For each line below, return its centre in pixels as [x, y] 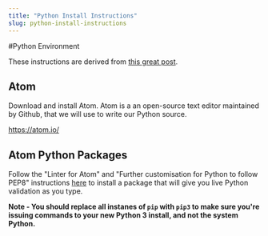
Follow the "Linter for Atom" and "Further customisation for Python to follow [133, 174]
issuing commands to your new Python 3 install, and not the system [123, 215]
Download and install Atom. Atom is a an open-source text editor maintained [134, 106]
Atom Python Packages [68, 155]
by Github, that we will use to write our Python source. [98, 114]
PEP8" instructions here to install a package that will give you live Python [128, 183]
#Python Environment [44, 46]
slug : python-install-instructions [68, 23]
